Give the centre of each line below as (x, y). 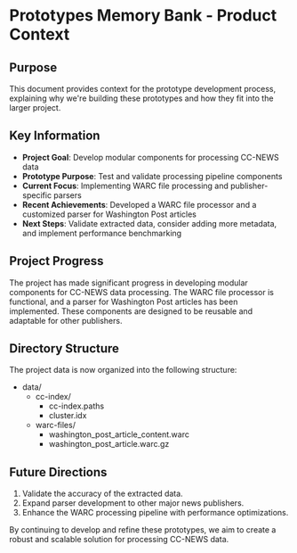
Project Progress (56, 261)
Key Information (55, 136)
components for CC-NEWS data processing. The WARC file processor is (141, 292)
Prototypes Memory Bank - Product (143, 16)
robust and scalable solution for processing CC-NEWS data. (119, 540)
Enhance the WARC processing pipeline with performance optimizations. (155, 513)
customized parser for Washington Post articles (109, 214)
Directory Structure (64, 349)
